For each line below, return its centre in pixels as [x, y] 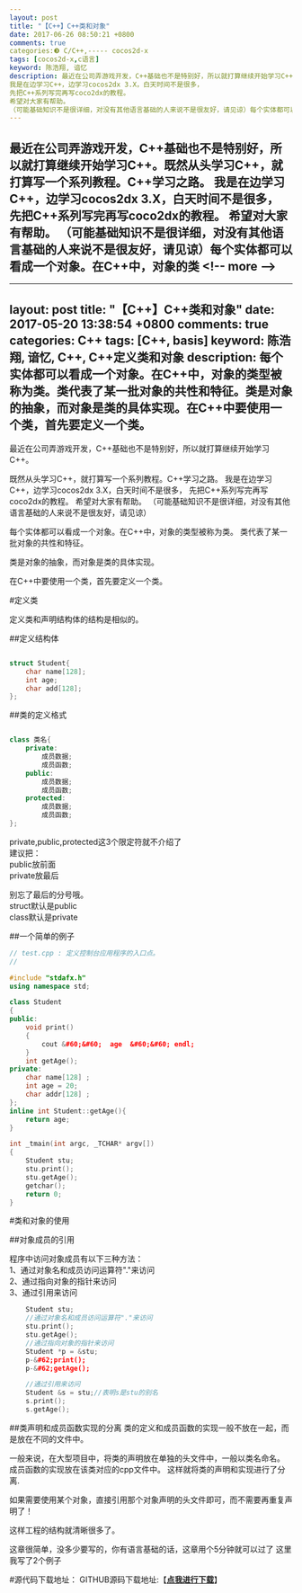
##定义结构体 [34, 638]
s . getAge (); [48, 1410]
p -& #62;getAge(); [58, 1368]
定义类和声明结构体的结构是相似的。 [76, 619]
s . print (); [46, 1402]
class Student [36, 1002]
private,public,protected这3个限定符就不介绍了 [96, 841]
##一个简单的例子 [42, 936]
